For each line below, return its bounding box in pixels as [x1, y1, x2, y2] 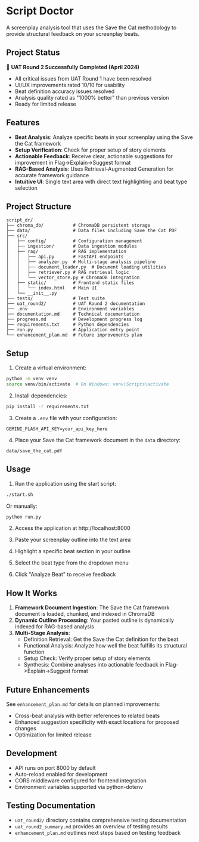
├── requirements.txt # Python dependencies [6, 322, 129, 328]
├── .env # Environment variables [6, 306, 135, 312]
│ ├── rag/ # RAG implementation [6, 249, 127, 255]
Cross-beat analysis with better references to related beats [14, 712, 160, 719]
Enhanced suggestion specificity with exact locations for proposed [14, 718, 179, 726]
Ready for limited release [14, 100, 76, 107]
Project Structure [6, 201, 71, 211]
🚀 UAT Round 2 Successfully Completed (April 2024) [6, 63, 140, 70]
